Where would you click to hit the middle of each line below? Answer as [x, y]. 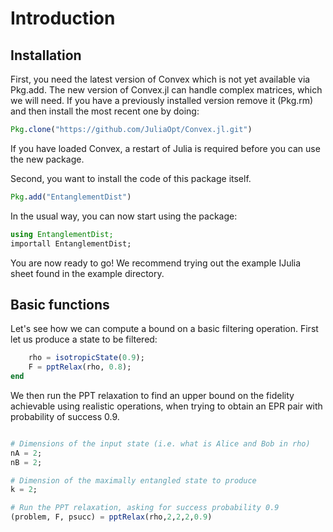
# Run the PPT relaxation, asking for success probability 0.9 [145, 508]
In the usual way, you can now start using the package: [124, 216]
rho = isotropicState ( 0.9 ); [86, 358]
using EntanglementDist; [62, 234]
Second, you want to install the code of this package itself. [131, 178]
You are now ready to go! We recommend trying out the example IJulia [156, 263]
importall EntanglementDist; [71, 243]
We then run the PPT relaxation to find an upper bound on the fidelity [152, 395]
